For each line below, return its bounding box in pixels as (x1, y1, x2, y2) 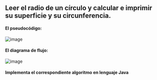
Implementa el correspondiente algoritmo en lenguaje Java (5, 70, 129, 76)
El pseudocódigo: (5, 25, 42, 31)
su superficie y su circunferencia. (5, 12, 111, 20)
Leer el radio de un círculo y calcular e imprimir (5, 4, 152, 12)
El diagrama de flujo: (5, 48, 48, 53)
